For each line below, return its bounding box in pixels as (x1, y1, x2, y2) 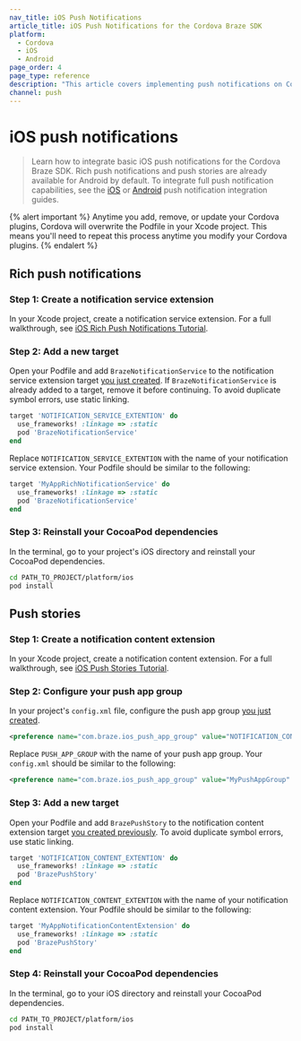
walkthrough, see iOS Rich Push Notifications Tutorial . (9, 323, 209, 334)
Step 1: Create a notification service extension (9, 293, 215, 305)
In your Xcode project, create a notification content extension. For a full (9, 653, 272, 664)
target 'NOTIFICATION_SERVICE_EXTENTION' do (9, 411, 178, 421)
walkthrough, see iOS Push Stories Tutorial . (9, 663, 169, 674)
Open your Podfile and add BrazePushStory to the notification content (9, 817, 264, 828)
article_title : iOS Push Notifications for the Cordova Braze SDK (9, 22, 262, 30)
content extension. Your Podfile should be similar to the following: (9, 904, 252, 915)
